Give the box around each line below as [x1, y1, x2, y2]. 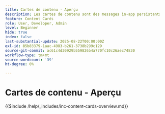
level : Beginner [5, 25, 38, 30]
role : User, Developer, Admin [5, 21, 67, 26]
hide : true [5, 30, 27, 35]
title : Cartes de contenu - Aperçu [5, 7, 78, 12]
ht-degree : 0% [5, 62, 34, 67]
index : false [5, 35, 32, 40]
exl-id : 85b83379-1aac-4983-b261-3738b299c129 [5, 44, 102, 48]
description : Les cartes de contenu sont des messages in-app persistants [5, 12, 162, 17]
